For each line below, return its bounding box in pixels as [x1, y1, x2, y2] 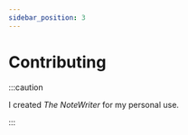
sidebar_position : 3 [8, 13, 87, 22]
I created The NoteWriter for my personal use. [8, 99, 180, 110]
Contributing [8, 51, 107, 72]
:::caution [8, 82, 44, 93]
